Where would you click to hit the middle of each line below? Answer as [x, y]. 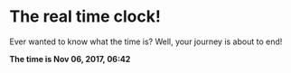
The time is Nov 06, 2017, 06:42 [70, 59]
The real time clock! [85, 17]
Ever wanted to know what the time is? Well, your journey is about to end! [146, 41]
